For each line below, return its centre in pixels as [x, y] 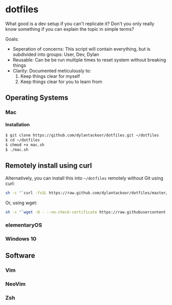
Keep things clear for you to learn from [61, 82]
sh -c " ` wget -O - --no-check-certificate [51, 212]
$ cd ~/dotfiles [23, 140]
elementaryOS [24, 225]
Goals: [12, 39]
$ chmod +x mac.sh [25, 145]
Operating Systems [37, 98]
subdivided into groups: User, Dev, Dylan [56, 54]
